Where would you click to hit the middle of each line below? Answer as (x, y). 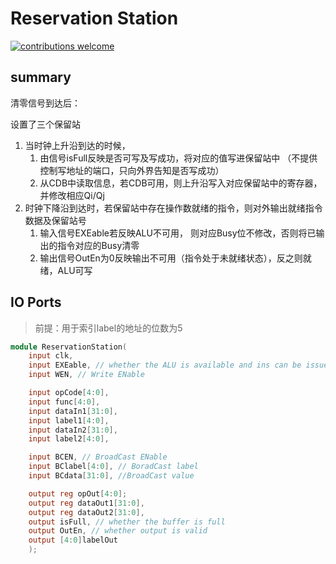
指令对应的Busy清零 (98, 245)
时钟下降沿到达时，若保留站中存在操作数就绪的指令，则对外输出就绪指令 (173, 208)
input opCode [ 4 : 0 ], (69, 393)
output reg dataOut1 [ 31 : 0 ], (86, 503)
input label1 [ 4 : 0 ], (69, 420)
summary (41, 77)
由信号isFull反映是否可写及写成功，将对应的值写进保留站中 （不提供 (178, 158)
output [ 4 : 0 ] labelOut (73, 540)
